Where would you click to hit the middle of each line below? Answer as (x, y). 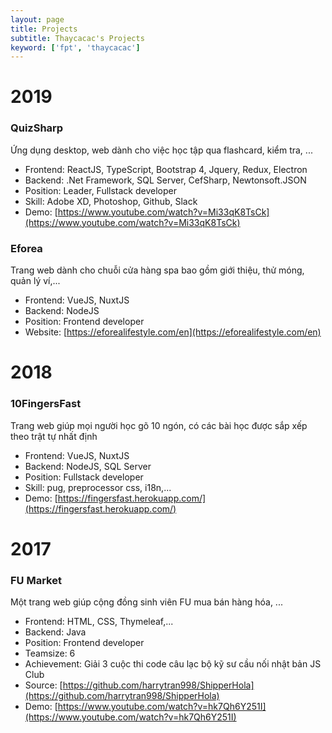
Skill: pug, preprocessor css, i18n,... (98, 487)
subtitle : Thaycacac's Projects (77, 38)
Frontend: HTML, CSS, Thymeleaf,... (99, 621)
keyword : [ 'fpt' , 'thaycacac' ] (75, 47)
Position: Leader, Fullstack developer (101, 190)
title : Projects (44, 29)
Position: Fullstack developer (84, 477)
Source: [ (43, 685)
